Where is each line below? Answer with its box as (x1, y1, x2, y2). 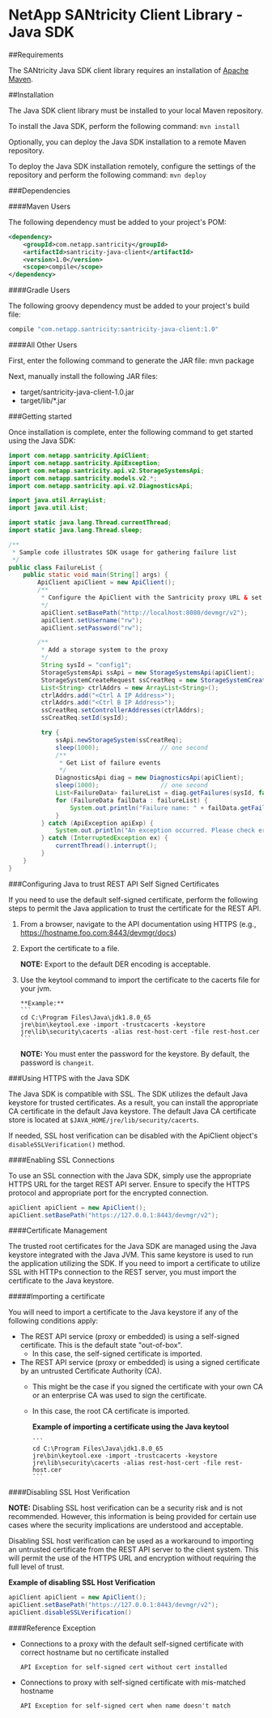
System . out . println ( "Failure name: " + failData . (70, 803, 241, 812)
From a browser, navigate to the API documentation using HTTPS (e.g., (19, 919, 257, 928)
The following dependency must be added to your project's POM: (8, 217, 227, 226)
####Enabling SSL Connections (8, 1155, 115, 1165)
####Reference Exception (8, 1623, 96, 1633)
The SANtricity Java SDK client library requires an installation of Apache (8, 65, 249, 75)
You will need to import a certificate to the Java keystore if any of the (8, 1307, 239, 1317)
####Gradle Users (8, 286, 70, 295)
